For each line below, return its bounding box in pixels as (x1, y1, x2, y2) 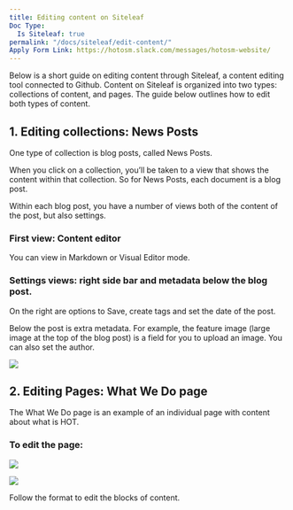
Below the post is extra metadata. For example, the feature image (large (9, 322, 271, 333)
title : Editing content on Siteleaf (9, 12, 144, 22)
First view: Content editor (9, 232, 121, 244)
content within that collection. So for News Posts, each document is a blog (9, 174, 281, 184)
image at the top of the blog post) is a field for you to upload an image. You (9, 332, 283, 343)
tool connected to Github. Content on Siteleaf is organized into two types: (9, 80, 277, 90)
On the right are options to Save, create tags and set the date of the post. (9, 305, 276, 316)
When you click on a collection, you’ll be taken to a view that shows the (9, 165, 270, 175)
